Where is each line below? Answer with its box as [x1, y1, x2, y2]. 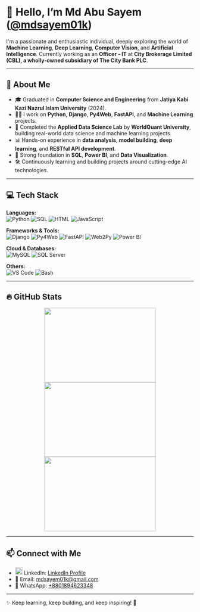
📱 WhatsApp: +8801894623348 [14, 582, 93, 589]
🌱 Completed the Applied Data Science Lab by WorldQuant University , [14, 123, 192, 131]
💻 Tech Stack [6, 190, 59, 200]
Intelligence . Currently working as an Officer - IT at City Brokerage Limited [6, 50, 192, 57]
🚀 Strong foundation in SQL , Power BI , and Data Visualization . [14, 151, 168, 159]
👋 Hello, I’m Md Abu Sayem [6, 5, 142, 19]
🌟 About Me [6, 80, 51, 90]
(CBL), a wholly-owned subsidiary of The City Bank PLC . [6, 57, 148, 64]
